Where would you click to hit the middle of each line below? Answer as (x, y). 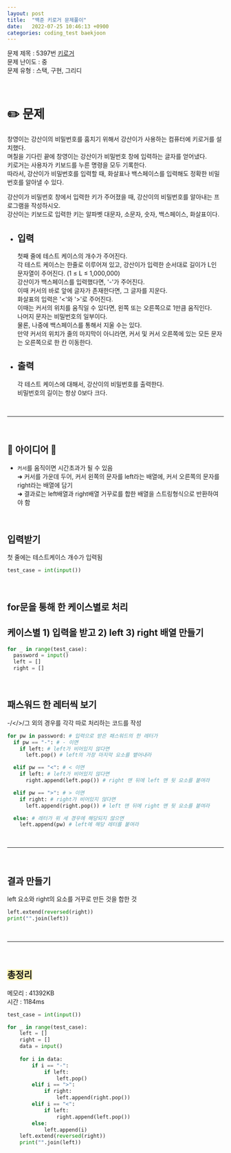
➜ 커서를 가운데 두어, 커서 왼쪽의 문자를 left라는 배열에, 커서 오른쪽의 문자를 (118, 476)
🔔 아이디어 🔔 (32, 450)
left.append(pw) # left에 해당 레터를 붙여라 (79, 825)
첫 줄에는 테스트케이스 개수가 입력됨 (55, 557)
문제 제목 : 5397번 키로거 (41, 53)
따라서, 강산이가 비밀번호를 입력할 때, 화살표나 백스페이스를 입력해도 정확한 (107, 174)
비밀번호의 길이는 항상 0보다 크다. (62, 393)
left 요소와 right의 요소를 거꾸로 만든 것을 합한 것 (72, 899)
